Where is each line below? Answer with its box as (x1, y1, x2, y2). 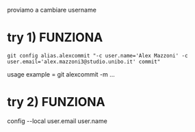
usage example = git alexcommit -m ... (7, 70, 115, 78)
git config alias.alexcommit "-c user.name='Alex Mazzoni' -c (7, 52, 188, 59)
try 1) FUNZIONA (7, 30, 103, 45)
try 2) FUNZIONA (7, 94, 105, 110)
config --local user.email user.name (7, 116, 107, 125)
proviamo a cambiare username (7, 6, 97, 14)
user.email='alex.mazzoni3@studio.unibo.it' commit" (7, 58, 161, 65)
